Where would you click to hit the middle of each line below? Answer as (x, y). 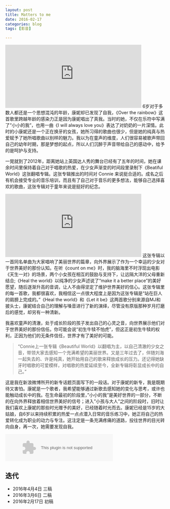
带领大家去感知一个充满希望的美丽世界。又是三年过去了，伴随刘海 (95, 353)
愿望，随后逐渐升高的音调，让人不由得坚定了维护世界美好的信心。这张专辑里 (85, 287)
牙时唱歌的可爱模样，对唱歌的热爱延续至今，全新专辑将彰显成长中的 (89, 365)
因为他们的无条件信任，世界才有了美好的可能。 (67, 336)
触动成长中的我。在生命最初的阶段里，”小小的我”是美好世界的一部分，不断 (86, 395)
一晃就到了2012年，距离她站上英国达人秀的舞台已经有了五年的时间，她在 (81, 161)
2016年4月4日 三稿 (32, 489)
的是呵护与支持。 (23, 151)
